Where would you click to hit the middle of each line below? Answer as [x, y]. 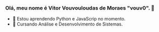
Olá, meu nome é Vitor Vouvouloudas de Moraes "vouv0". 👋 [80, 8]
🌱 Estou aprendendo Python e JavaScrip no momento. [69, 19]
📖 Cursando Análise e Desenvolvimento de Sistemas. [67, 24]
